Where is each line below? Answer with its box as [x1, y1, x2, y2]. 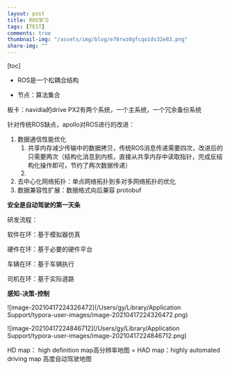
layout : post [7, 10, 45, 17]
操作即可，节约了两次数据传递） [40, 161, 132, 169]
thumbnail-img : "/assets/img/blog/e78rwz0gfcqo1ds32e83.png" [7, 36, 188, 43]
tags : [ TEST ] [7, 23, 45, 30]
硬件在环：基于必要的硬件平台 [7, 245, 92, 253]
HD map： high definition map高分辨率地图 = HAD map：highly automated [7, 346, 220, 354]
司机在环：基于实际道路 [7, 275, 74, 282]
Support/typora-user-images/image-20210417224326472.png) [7, 311, 188, 319]
